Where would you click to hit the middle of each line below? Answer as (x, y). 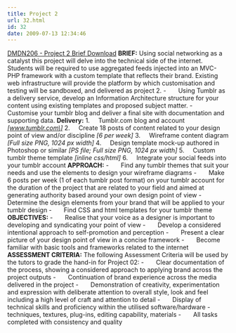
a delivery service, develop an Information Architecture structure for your (113, 98)
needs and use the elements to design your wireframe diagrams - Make (116, 173)
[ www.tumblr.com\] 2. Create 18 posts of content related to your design (114, 128)
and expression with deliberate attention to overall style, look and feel (108, 292)
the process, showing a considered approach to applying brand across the (115, 270)
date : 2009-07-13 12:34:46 (47, 33)
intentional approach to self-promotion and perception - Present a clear (116, 233)
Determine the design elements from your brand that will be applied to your (116, 203)
